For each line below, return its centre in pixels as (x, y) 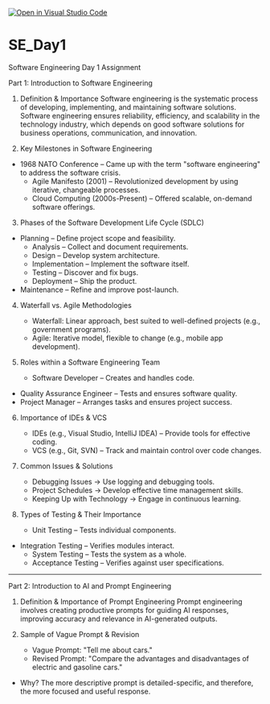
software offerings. (63, 206)
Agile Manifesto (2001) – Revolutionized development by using (135, 181)
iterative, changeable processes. (86, 190)
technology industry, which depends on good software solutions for (132, 124)
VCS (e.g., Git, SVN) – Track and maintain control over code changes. (147, 450)
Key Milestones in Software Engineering (86, 148)
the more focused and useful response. (85, 691)
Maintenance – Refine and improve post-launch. (99, 290)
